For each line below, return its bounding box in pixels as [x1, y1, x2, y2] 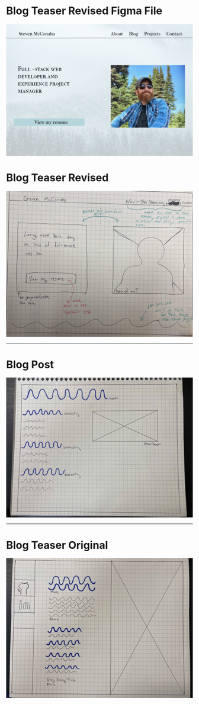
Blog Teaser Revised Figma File [6, 4, 163, 18]
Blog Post [6, 358, 54, 371]
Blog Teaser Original [6, 538, 108, 552]
